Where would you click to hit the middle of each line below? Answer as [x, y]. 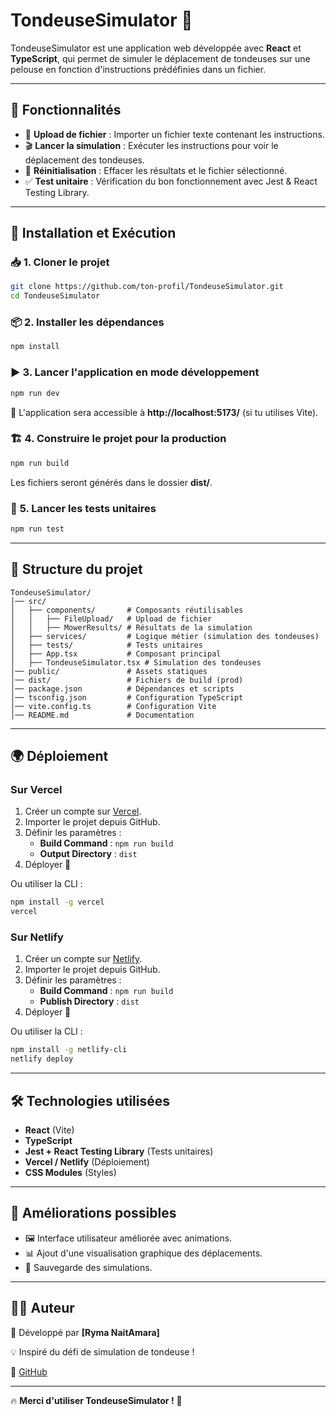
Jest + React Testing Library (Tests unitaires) [119, 1151]
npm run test [37, 529]
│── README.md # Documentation [102, 715]
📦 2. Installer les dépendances [87, 322]
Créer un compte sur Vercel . [83, 811]
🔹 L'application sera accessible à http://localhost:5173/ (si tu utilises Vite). [164, 412]
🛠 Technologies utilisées [90, 1100]
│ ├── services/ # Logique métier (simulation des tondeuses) [165, 636]
